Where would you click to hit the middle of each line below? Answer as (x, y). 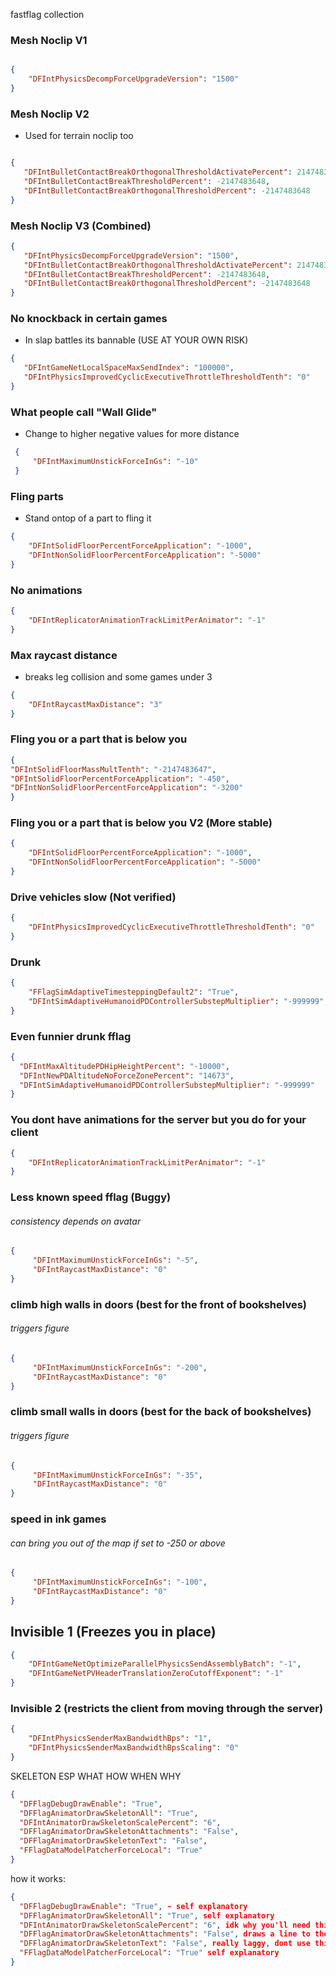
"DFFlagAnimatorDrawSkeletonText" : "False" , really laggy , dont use (165, 1944)
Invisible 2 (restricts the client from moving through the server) (167, 1709)
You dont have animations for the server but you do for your (158, 1120)
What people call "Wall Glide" (84, 412)
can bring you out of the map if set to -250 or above (118, 1543)
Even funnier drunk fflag (71, 1036)
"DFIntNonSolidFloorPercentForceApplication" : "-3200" (127, 788)
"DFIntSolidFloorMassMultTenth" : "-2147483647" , (113, 769)
